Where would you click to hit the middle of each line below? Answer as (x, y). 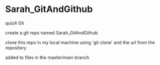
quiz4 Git (15, 23)
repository (16, 47)
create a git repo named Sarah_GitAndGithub (52, 32)
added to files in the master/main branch (47, 57)
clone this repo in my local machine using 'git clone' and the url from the (80, 42)
